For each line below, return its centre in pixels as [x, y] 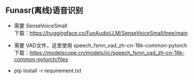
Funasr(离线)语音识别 [44, 11]
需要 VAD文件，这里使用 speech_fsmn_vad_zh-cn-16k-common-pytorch [101, 45]
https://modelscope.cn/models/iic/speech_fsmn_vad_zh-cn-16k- [107, 53]
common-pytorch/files [41, 59]
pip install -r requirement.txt [48, 70]
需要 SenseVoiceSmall [41, 26]
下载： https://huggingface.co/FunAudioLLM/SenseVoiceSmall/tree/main [101, 33]
